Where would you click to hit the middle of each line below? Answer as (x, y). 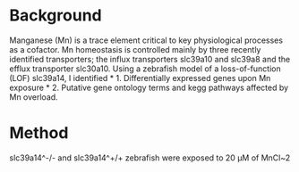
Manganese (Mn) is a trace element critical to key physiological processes (146, 40)
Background (56, 16)
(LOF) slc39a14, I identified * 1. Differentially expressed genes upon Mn (140, 78)
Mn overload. (34, 97)
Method (39, 133)
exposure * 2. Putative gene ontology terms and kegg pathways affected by (149, 87)
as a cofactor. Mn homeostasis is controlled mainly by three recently (135, 49)
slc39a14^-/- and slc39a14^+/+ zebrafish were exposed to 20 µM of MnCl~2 (150, 158)
